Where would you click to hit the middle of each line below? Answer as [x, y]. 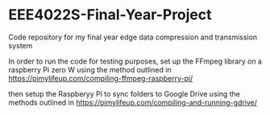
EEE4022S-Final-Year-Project [110, 15]
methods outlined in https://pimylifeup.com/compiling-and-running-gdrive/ [133, 102]
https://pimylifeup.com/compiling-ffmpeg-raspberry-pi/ [101, 78]
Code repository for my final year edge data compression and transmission [133, 37]
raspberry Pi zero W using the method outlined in [90, 69]
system [21, 45]
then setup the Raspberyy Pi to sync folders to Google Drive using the [124, 93]
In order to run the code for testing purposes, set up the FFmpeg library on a [135, 61]
